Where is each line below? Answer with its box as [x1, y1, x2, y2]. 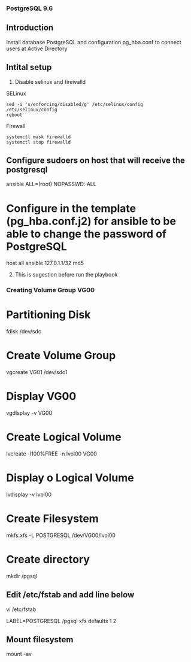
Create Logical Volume [6, 430, 122, 444]
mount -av [6, 651, 32, 658]
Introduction [6, 23, 54, 33]
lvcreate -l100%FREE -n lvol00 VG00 [6, 450, 98, 457]
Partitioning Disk [6, 308, 91, 321]
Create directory [6, 552, 90, 566]
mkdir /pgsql [6, 572, 38, 579]
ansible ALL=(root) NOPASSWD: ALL [6, 181, 97, 188]
